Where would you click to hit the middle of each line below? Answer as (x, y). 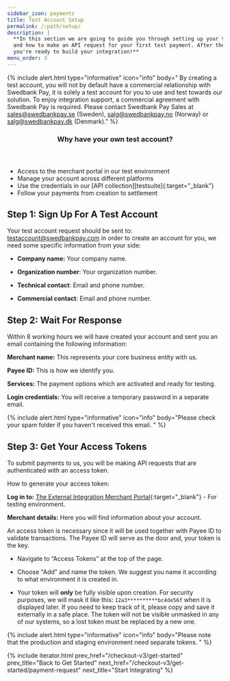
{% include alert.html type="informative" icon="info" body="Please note (109, 635)
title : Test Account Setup (46, 20)
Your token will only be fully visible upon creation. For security (105, 593)
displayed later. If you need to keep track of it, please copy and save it (116, 607)
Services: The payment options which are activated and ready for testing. (111, 384)
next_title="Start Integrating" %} (127, 670)
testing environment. (36, 504)
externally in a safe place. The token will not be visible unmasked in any (118, 614)
